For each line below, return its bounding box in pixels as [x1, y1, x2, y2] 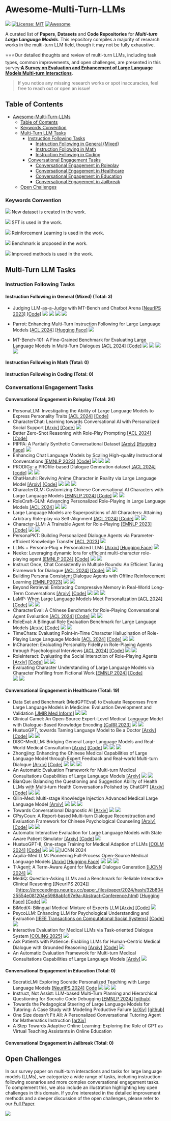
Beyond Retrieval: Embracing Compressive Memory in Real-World [12, 584, 151, 590]
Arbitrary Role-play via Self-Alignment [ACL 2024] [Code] [12, 515, 134, 521]
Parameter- [130, 532, 155, 538]
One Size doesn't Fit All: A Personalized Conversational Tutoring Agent [12, 1012, 161, 1018]
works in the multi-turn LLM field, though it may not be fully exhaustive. [5, 42, 155, 48]
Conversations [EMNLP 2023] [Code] [12, 458, 92, 464]
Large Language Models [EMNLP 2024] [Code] [12, 492, 112, 498]
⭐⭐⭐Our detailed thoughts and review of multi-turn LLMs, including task [5, 52, 157, 58]
